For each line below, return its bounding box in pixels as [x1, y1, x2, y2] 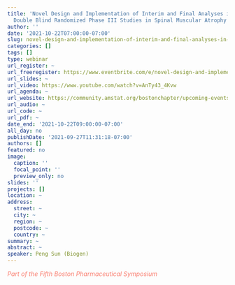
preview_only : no [13, 173, 64, 180]
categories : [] [7, 43, 52, 50]
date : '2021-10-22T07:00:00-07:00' [7, 29, 111, 37]
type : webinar [7, 56, 49, 63]
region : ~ [13, 218, 42, 225]
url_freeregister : [7, 68, 61, 75]
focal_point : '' [13, 166, 61, 173]
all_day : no [7, 127, 42, 134]
